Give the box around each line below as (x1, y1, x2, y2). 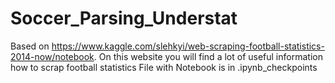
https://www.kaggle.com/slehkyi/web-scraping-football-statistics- (51, 40, 325, 52)
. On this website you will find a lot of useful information (93, 50, 323, 62)
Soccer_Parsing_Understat (10, 7, 238, 30)
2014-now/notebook (10, 50, 95, 62)
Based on (10, 40, 50, 52)
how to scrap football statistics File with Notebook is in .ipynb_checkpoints (10, 61, 318, 73)
